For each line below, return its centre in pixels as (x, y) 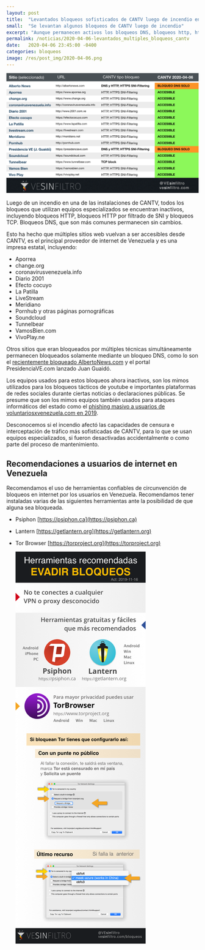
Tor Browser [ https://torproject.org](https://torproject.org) (88, 543)
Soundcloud (30, 318)
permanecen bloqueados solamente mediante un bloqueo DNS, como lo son (102, 356)
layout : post (23, 13)
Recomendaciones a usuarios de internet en (92, 463)
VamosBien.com (36, 331)
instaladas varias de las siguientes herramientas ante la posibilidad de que (100, 501)
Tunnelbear (30, 324)
